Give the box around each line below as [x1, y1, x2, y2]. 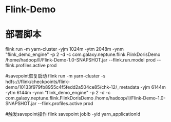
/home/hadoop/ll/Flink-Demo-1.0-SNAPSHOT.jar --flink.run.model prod [5, 57, 156, 63]
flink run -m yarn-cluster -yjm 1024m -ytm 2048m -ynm [5, 46, 124, 52]
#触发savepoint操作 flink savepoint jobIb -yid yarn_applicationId [5, 111, 141, 117]
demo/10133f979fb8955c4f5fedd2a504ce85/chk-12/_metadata [5, 84, 140, 90]
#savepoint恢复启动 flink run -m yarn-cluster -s [5, 73, 106, 79]
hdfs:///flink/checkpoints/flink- [5, 78, 70, 85]
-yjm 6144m [140, 84, 166, 90]
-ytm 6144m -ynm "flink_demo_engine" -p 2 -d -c [5, 90, 111, 96]
